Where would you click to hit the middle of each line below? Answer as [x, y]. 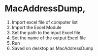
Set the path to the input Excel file [46, 32]
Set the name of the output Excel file [49, 38]
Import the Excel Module [37, 27]
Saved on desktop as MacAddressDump [52, 48]
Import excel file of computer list [45, 22]
